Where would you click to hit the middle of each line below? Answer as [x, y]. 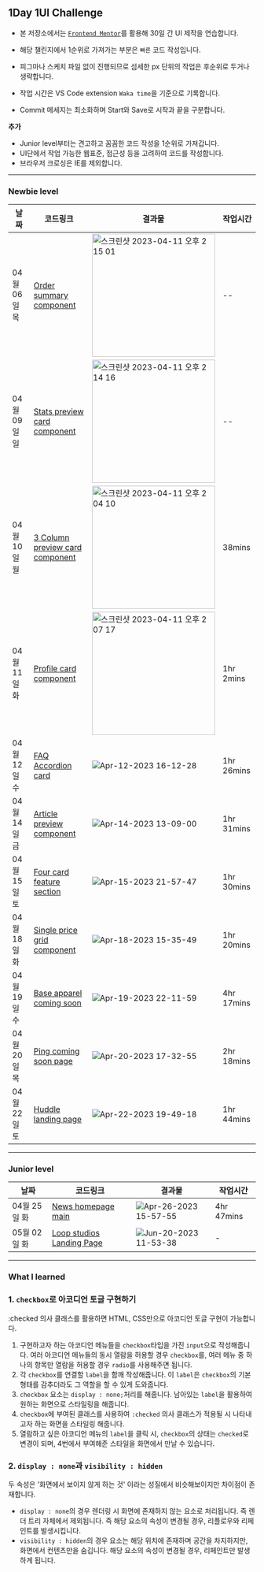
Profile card [55, 669]
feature [47, 882]
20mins [237, 945]
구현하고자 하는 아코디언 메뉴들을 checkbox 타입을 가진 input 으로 [118, 1345]
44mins [237, 1120]
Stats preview [59, 411]
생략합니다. [37, 76]
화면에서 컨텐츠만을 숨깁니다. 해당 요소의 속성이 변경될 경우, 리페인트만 [127, 1550]
